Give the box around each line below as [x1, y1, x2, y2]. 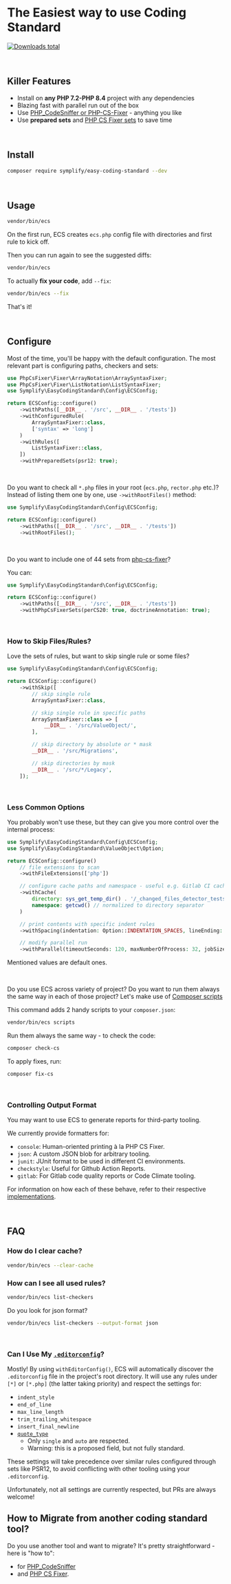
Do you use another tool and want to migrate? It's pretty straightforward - [7, 1541, 215, 1550]
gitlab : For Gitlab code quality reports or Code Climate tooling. [16, 1172, 196, 1180]
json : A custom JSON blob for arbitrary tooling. [16, 1150, 151, 1158]
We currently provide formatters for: [7, 1129, 109, 1137]
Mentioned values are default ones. [7, 958, 108, 967]
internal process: [7, 825, 55, 834]
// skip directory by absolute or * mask [32, 741, 153, 748]
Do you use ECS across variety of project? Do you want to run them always [7, 985, 220, 993]
